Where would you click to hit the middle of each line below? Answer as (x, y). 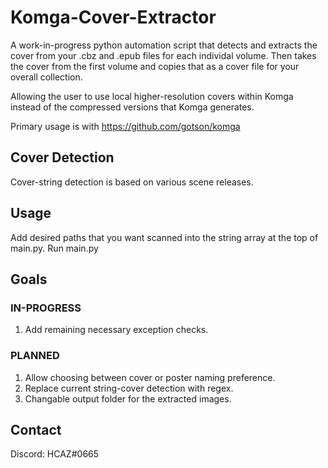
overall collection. (46, 77)
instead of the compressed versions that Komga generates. (132, 107)
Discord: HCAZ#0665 (55, 454)
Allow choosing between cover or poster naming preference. (150, 377)
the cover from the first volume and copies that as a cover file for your (155, 66)
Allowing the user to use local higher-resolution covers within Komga (152, 96)
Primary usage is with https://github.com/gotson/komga (125, 126)
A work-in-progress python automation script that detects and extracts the (164, 45)
